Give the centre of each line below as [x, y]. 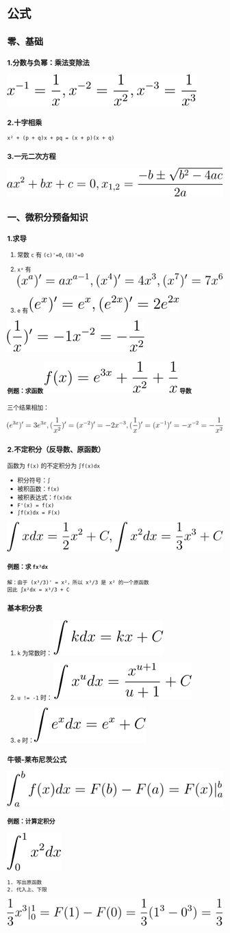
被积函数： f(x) [38, 489]
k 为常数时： [35, 653]
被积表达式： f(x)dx [44, 498]
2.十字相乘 [25, 123]
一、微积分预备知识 [48, 217]
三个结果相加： [28, 407]
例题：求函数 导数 [99, 391]
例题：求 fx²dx [28, 566]
